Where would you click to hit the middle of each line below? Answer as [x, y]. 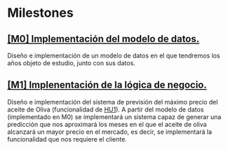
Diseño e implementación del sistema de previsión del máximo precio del [113, 102]
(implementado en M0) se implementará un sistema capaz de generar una [114, 116]
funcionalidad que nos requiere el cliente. [67, 139]
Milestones [40, 13]
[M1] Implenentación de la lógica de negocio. [107, 85]
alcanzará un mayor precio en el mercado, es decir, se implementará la [110, 132]
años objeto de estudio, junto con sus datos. [71, 63]
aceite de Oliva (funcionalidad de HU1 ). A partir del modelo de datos [106, 109]
